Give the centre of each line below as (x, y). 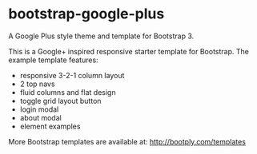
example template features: (53, 60)
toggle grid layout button (60, 101)
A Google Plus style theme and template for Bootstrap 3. (101, 36)
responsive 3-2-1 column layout (72, 75)
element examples (50, 126)
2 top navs (37, 84)
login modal (39, 109)
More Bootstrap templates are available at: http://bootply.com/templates (127, 141)
